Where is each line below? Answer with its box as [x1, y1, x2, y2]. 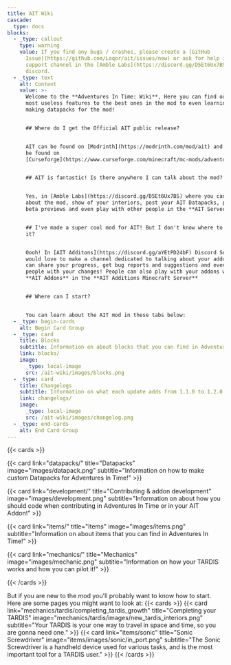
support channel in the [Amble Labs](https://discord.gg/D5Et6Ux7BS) [25, 61, 229, 68]
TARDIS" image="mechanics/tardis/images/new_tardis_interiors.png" [7, 614, 203, 622]
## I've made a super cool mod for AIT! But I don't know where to [25, 224, 223, 231]
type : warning [19, 42, 60, 49]
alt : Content [19, 81, 57, 88]
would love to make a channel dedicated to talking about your [25, 256, 211, 263]
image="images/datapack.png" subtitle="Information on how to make [7, 467, 205, 475]
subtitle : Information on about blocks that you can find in [19, 344, 198, 351]
